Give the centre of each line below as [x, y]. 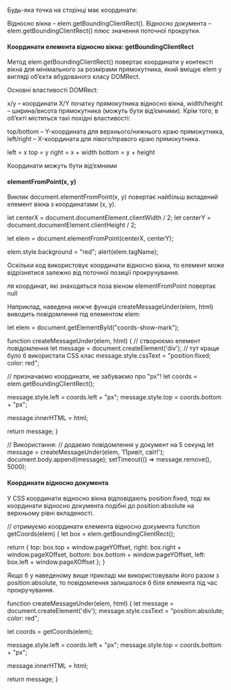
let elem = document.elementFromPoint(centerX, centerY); [90, 239]
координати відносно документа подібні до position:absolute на [101, 505]
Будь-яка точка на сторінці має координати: [72, 10]
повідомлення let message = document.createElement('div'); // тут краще [113, 348]
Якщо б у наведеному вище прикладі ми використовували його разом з [113, 575]
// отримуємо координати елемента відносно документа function [103, 526]
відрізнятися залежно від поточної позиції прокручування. [93, 273]
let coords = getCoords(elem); [50, 631]
